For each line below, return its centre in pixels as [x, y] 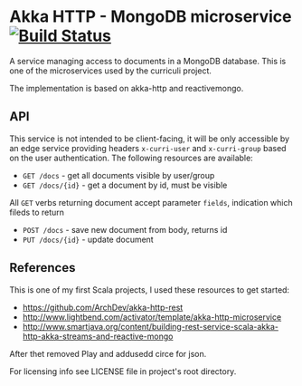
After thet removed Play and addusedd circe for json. [108, 353]
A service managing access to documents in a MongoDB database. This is [148, 61]
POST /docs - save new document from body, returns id [125, 229]
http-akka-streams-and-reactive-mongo [98, 336]
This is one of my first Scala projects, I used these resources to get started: [150, 289]
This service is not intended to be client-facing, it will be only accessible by [150, 139]
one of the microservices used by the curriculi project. [111, 71]
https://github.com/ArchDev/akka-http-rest [103, 307]
